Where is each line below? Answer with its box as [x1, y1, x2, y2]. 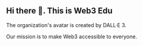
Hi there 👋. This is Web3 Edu [6, 6, 113, 16]
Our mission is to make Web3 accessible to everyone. [6, 33, 138, 40]
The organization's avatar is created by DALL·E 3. [6, 21, 126, 28]
